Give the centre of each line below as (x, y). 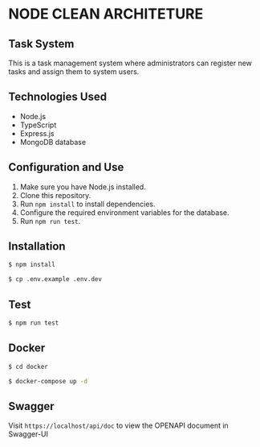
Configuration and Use (66, 167)
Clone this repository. (55, 195)
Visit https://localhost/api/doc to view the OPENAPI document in (118, 426)
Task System (41, 44)
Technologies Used (57, 97)
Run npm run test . (50, 221)
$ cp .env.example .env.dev (55, 279)
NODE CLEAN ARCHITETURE (106, 14)
